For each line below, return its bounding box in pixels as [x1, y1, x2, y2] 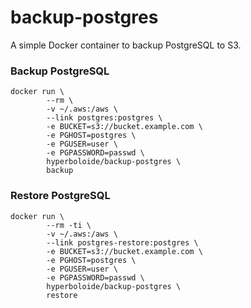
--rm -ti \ [46, 220, 92, 230]
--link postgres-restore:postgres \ [46, 237, 199, 248]
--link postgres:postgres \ [46, 113, 163, 123]
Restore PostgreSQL [10, 189, 111, 203]
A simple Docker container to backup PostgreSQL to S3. [10, 39, 242, 51]
